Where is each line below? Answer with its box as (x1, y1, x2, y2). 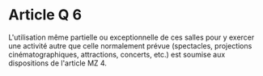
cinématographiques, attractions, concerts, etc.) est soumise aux (8, 49, 226, 59)
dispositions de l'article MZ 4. (8, 58, 108, 68)
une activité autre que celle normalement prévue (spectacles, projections (8, 40, 252, 50)
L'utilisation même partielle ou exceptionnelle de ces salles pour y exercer (8, 32, 255, 42)
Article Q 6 (8, 6, 83, 24)
